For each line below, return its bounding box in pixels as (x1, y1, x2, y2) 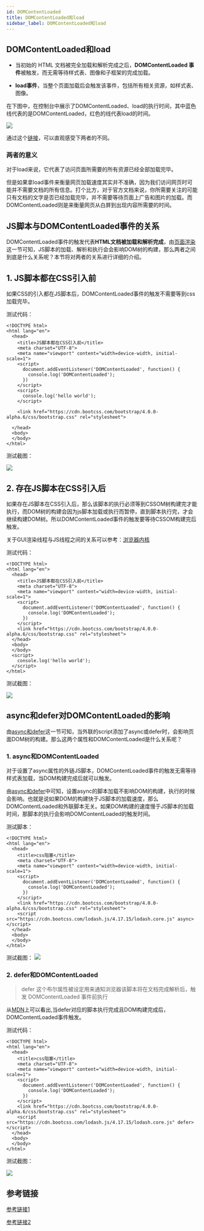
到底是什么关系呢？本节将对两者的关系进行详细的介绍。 (6, 253, 144, 261)
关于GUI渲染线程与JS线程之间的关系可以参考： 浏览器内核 (6, 535, 150, 543)
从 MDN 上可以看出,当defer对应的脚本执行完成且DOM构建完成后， (6, 1006, 169, 1014)
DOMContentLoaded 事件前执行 (28, 993, 108, 1000)
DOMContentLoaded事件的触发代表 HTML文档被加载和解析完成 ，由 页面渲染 (6, 238, 196, 246)
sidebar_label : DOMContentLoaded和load (6, 20, 106, 26)
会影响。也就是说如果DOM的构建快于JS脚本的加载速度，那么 (6, 795, 159, 802)
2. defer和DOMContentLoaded (6, 971, 98, 979)
